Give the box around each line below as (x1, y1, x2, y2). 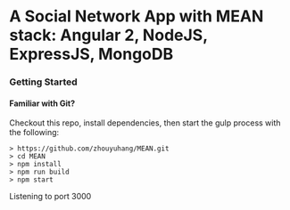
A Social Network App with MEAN (9, 6, 264, 27)
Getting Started (9, 76, 78, 88)
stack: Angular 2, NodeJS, (9, 25, 208, 45)
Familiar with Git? (9, 98, 76, 109)
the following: (9, 127, 60, 138)
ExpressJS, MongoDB (9, 44, 174, 64)
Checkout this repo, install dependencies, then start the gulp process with (9, 117, 281, 128)
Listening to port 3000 (9, 191, 92, 202)
